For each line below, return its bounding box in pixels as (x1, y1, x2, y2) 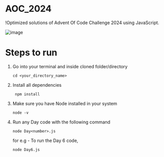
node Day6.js (12, 147, 40, 152)
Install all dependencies (12, 82, 62, 88)
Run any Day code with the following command (12, 119, 111, 125)
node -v (12, 110, 29, 115)
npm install (15, 91, 40, 97)
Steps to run (5, 47, 58, 58)
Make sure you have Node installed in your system (12, 100, 117, 106)
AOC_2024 (5, 3, 52, 15)
